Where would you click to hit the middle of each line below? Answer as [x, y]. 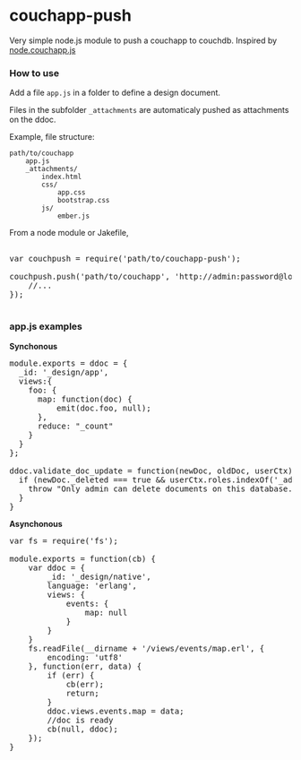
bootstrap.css [83, 201]
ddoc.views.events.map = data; [116, 711]
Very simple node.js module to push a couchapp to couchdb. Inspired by [143, 40]
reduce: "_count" [75, 426]
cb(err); [85, 684]
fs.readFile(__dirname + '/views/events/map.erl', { [146, 648]
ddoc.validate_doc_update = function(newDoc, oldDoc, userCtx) [151, 471]
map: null [106, 612]
